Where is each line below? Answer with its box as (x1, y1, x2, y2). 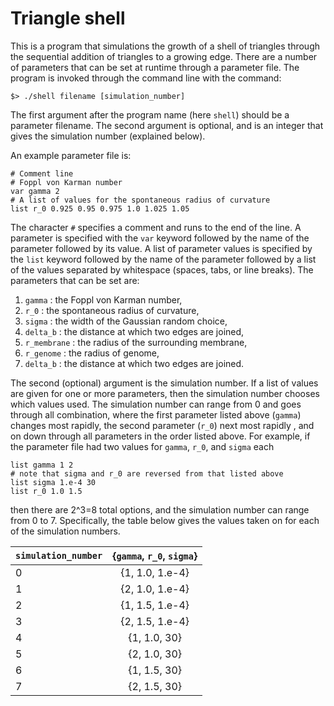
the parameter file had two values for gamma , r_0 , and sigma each (10, 440, 275, 452)
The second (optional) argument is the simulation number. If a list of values (10, 377, 319, 389)
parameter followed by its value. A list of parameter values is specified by (10, 242, 313, 254)
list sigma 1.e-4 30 (10, 477, 97, 487)
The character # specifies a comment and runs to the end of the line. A (10, 221, 302, 233)
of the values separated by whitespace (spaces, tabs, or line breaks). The (10, 263, 314, 276)
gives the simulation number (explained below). (10, 130, 206, 142)
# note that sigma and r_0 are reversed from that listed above (10, 468, 284, 479)
